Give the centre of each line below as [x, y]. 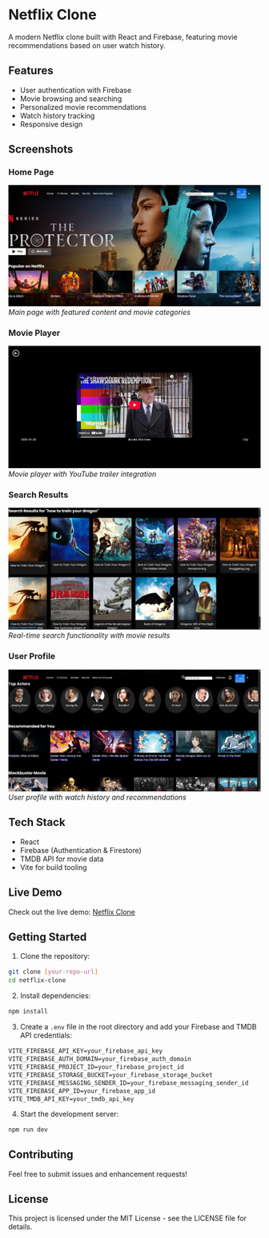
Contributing [41, 1155]
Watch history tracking [57, 115]
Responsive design [51, 124]
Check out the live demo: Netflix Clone [72, 912]
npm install [28, 1012]
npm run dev [28, 1129]
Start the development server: [69, 1114]
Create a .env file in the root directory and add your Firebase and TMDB [138, 1026]
